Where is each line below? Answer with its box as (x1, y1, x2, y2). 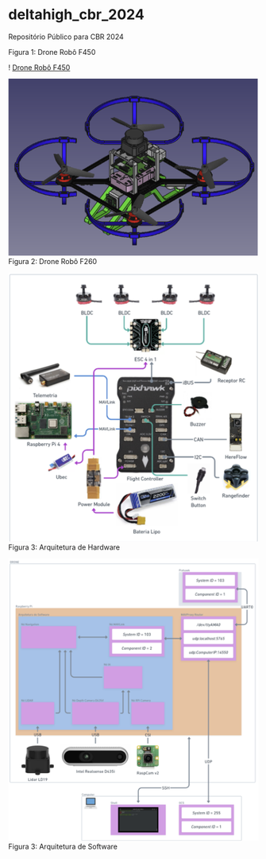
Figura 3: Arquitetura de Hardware (8, 542, 121, 552)
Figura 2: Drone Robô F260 (8, 256, 98, 266)
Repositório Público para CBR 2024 (8, 32, 125, 41)
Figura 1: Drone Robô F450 (8, 47, 96, 56)
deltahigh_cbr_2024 (8, 6, 145, 24)
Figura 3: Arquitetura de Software (8, 842, 118, 852)
